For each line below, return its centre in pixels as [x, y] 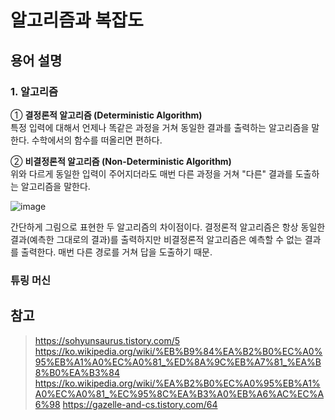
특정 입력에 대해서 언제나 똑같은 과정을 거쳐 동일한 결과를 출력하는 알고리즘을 [160, 127]
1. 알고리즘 [34, 91]
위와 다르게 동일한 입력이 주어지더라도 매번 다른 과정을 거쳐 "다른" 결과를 [151, 173]
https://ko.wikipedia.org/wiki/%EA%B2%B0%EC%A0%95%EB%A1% [177, 383]
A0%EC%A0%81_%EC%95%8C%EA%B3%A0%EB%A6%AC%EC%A [179, 393]
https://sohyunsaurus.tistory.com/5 [107, 340]
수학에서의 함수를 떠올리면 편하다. [97, 140]
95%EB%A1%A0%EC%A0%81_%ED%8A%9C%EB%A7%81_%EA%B [178, 362]
